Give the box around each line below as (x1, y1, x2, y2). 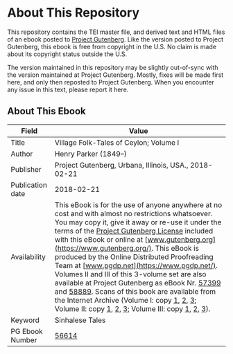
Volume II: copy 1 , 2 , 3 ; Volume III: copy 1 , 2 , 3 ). (54, 303, 211, 313)
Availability (10, 251, 46, 261)
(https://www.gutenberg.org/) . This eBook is (54, 243, 200, 253)
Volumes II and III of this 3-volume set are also (54, 269, 207, 278)
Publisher (10, 164, 42, 174)
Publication (10, 180, 47, 190)
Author (10, 149, 33, 159)
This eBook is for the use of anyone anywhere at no (54, 200, 223, 209)
